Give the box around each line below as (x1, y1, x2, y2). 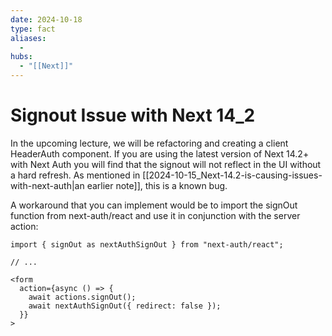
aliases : (10, 33, 47, 43)
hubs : (10, 52, 33, 62)
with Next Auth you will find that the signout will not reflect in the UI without (10, 158, 322, 170)
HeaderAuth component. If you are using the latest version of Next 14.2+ (10, 147, 310, 160)
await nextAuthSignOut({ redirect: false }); (28, 301, 222, 311)
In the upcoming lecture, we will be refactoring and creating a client (10, 137, 289, 149)
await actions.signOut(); (28, 292, 137, 302)
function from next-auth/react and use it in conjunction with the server (10, 209, 301, 221)
